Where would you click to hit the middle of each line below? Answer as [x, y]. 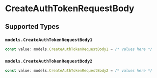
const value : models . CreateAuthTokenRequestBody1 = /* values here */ [79, 49]
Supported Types [32, 27]
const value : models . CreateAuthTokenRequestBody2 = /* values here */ [79, 71]
